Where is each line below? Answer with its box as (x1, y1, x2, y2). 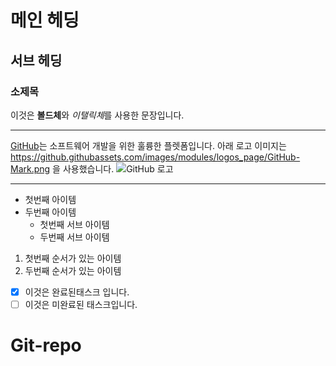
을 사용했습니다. (52, 162, 115, 175)
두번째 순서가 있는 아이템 (24, 264, 122, 276)
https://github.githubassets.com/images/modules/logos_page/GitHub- (10, 151, 301, 163)
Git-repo (10, 334, 82, 357)
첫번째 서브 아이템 (39, 218, 110, 230)
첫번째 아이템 (24, 193, 77, 205)
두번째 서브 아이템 (39, 231, 110, 243)
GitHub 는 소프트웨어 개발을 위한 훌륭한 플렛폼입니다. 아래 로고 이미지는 (10, 139, 287, 151)
